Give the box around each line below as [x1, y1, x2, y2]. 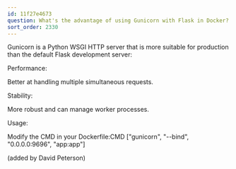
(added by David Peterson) [7, 153, 86, 163]
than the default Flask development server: [7, 50, 133, 59]
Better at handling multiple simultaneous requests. [7, 78, 154, 86]
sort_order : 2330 [7, 23, 59, 30]
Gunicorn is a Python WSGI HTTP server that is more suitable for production [7, 43, 229, 52]
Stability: [7, 91, 33, 100]
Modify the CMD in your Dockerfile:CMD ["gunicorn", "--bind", [7, 132, 189, 141]
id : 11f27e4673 [7, 10, 52, 18]
